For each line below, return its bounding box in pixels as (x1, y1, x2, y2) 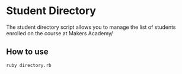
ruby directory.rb (6, 62, 52, 68)
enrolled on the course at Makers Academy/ (6, 29, 113, 36)
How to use (6, 47, 49, 57)
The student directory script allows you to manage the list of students (6, 23, 176, 31)
